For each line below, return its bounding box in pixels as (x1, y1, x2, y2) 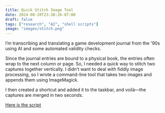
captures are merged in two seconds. (5, 92, 84, 98)
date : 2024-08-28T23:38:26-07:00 (5, 12, 76, 17)
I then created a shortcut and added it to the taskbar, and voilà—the (5, 87, 146, 93)
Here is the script (5, 102, 42, 108)
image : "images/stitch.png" (5, 26, 65, 31)
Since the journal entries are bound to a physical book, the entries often (5, 55, 155, 61)
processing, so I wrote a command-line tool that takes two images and (5, 71, 152, 78)
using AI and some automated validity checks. (5, 46, 101, 52)
